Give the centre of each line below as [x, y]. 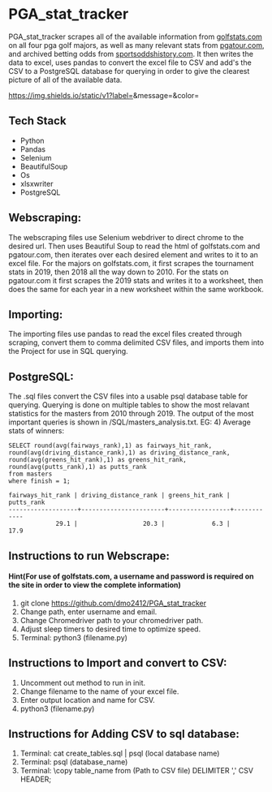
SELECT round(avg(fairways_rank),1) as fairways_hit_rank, [110, 446]
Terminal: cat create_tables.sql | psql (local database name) [120, 753]
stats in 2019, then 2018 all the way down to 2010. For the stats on [119, 272]
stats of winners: [37, 431]
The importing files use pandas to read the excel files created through [125, 334]
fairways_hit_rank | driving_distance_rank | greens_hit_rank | [119, 496]
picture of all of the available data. [65, 80]
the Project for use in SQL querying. [68, 351]
